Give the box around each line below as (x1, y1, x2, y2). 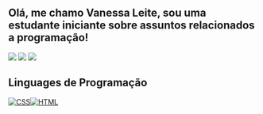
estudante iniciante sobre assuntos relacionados (8, 19, 256, 32)
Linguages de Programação (8, 76, 148, 89)
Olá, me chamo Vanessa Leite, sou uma (8, 6, 207, 20)
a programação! (8, 31, 89, 44)
